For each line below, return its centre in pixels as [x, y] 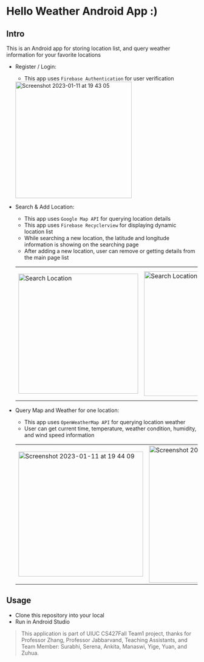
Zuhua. [30, 653]
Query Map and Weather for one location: [67, 410]
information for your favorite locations [54, 55]
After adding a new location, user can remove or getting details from [110, 251]
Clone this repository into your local [59, 615]
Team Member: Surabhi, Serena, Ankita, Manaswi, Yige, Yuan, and [104, 646]
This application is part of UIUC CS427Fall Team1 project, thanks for [106, 633]
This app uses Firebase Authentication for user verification [99, 78]
